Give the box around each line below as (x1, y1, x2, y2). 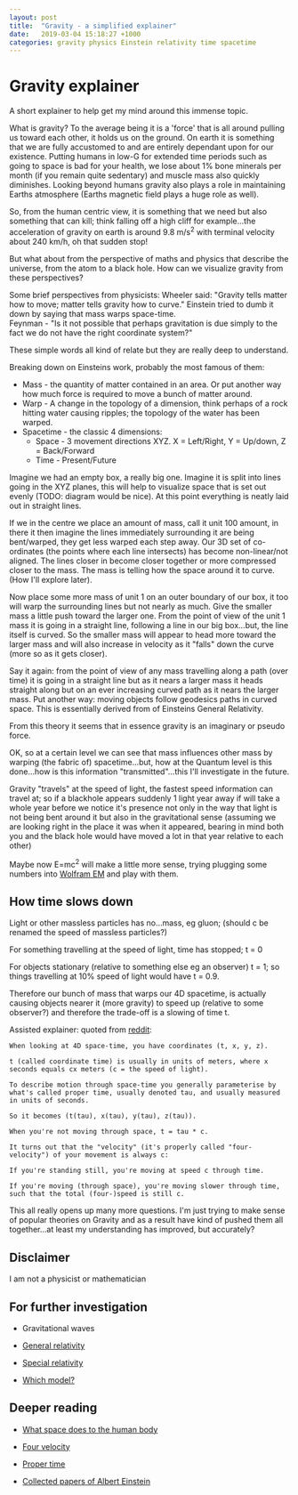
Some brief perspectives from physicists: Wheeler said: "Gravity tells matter (9, 289, 287, 300)
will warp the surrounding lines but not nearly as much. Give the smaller (9, 601, 273, 611)
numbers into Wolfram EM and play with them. (9, 869, 180, 879)
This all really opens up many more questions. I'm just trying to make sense (9, 1205, 286, 1216)
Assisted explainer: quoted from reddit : (9, 1024, 153, 1035)
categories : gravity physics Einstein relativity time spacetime (9, 37, 256, 47)
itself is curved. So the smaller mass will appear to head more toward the (9, 629, 277, 640)
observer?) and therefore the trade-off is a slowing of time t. (9, 1007, 230, 1018)
